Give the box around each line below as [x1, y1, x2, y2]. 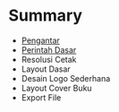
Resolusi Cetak [21, 54, 77, 65]
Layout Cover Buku [21, 82, 92, 93]
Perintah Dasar [21, 44, 77, 55]
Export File [21, 91, 62, 103]
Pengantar [21, 35, 60, 46]
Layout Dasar [21, 64, 71, 74]
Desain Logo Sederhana [21, 73, 111, 83]
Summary [8, 5, 82, 26]
